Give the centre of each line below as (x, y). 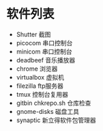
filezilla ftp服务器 (40, 86)
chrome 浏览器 (37, 69)
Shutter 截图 (33, 34)
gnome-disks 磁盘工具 (48, 111)
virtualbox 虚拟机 (40, 77)
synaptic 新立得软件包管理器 (56, 120)
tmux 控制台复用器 (42, 94)
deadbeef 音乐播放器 (46, 60)
